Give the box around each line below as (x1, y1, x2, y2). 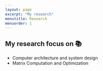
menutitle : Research (5, 16, 48, 21)
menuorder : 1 (5, 21, 32, 26)
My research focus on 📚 (5, 40, 82, 48)
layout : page (5, 7, 32, 12)
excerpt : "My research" (5, 12, 54, 17)
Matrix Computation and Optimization (12, 60, 89, 66)
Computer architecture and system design (12, 55, 98, 61)
